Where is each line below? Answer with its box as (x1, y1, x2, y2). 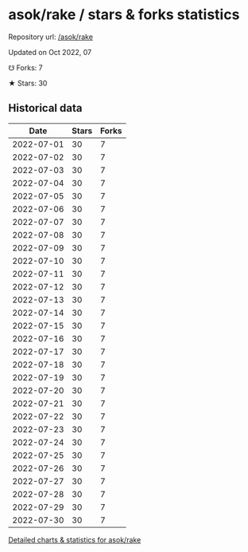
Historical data (8, 101, 83, 115)
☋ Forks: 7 (8, 62, 43, 73)
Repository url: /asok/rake (8, 32, 94, 41)
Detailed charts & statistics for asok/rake (8, 534, 141, 544)
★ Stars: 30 (8, 78, 48, 88)
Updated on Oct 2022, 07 (8, 47, 92, 57)
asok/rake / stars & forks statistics (8, 6, 240, 24)
